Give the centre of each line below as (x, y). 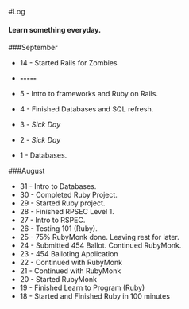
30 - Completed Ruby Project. (68, 195)
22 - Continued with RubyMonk (71, 263)
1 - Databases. (43, 155)
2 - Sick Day (40, 140)
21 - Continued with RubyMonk (70, 271)
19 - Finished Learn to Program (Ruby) (82, 288)
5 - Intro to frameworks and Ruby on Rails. (89, 94)
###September (33, 48)
